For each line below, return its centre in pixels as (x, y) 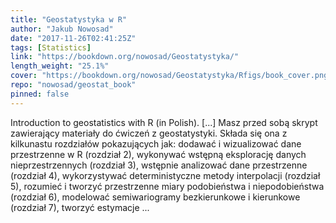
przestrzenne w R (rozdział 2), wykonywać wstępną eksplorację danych (158, 154)
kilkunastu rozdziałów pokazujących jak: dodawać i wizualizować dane (156, 143)
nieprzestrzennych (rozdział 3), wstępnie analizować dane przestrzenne (159, 165)
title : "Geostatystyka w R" (69, 19)
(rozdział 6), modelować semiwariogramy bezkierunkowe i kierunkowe (155, 197)
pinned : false (40, 94)
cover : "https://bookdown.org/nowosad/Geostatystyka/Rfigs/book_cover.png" (171, 76)
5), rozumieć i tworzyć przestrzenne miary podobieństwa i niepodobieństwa (167, 186)
